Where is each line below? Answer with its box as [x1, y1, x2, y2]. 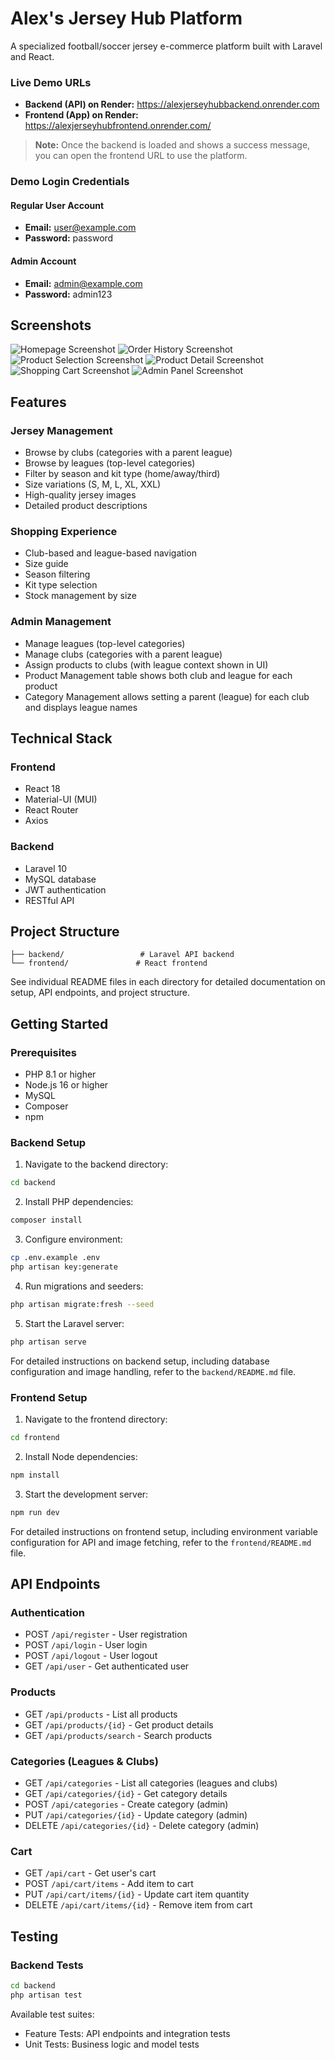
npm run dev [10, 1507, 60, 1517]
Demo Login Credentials [10, 175, 130, 189]
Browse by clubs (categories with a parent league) [24, 447, 233, 459]
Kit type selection [24, 579, 98, 591]
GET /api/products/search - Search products [24, 1729, 213, 1741]
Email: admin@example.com [24, 277, 143, 289]
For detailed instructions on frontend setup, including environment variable [10, 1525, 318, 1537]
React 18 [24, 783, 61, 795]
